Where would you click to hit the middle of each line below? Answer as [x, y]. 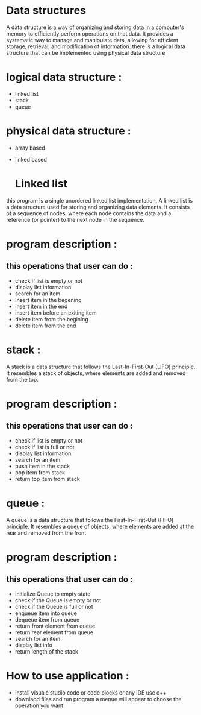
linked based [31, 159]
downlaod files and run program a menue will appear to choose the [98, 699]
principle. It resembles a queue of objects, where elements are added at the [100, 526]
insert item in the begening [48, 300]
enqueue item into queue [46, 613]
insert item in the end [41, 306]
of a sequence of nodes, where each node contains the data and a [89, 213]
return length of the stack [46, 651]
